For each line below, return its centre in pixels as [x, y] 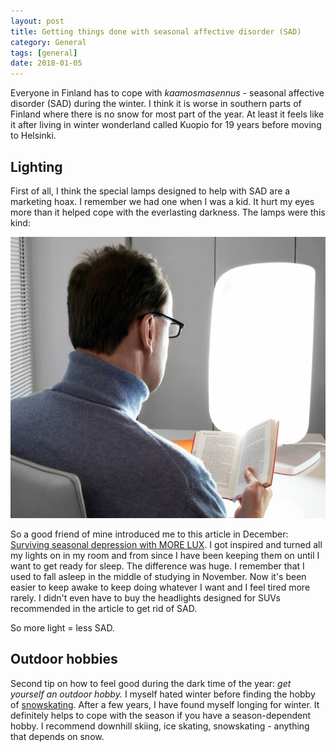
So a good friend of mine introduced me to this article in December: [149, 534]
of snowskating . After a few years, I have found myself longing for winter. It [165, 704]
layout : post [37, 21]
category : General [48, 42]
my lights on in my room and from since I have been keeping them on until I [165, 555]
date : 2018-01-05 [46, 63]
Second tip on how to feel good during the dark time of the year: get [151, 683]
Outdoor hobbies [64, 659]
